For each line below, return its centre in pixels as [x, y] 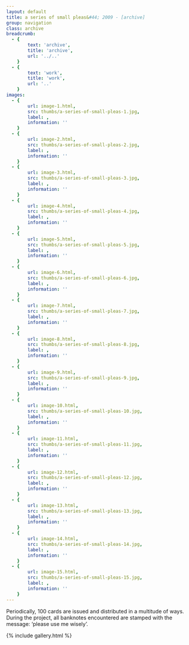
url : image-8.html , [52, 339]
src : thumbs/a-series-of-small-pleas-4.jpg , [84, 212]
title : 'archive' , [50, 51]
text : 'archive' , [49, 45]
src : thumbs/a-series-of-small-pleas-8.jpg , [84, 345]
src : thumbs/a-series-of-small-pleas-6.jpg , [84, 278]
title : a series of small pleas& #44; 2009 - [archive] [76, 17]
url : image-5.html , [52, 239]
